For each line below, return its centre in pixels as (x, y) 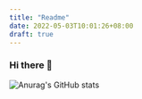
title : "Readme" (39, 17)
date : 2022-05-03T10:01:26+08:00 (71, 26)
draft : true (31, 34)
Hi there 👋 (31, 65)
